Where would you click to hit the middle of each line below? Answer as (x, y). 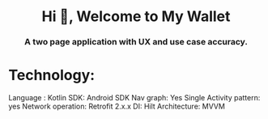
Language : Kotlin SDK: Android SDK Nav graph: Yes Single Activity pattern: (134, 98)
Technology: (52, 75)
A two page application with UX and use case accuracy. (136, 42)
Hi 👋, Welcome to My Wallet (136, 17)
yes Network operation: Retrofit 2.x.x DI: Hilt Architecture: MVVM (117, 106)
